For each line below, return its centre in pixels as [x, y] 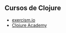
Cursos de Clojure [33, 8]
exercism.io [23, 20]
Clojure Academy [29, 25]
